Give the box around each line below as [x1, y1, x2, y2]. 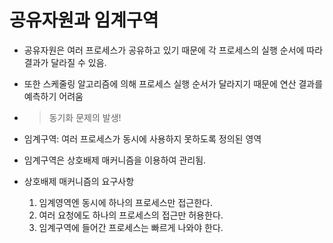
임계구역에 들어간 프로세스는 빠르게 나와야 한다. [38, 221, 224, 233]
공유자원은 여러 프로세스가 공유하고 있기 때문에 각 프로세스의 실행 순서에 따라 [23, 44, 324, 56]
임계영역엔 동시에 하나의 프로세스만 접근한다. [38, 196, 213, 208]
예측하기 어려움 [23, 90, 84, 102]
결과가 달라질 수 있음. [23, 56, 107, 68]
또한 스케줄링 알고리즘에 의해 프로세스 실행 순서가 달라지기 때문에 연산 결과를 [23, 77, 324, 90]
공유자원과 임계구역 [9, 9, 159, 32]
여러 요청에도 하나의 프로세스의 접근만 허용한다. [38, 209, 224, 221]
